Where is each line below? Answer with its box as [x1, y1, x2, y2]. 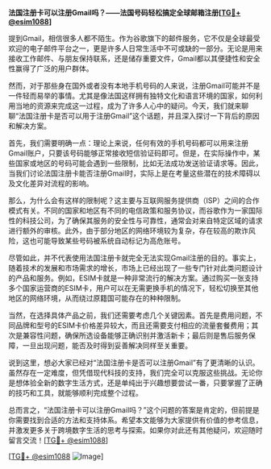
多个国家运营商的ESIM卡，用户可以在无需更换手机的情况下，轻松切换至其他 [8, 284, 259, 293]
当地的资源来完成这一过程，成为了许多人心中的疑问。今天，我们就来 [15, 101, 242, 110]
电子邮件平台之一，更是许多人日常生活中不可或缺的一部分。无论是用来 [29, 44, 263, 53]
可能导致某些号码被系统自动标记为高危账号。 [35, 236, 186, 245]
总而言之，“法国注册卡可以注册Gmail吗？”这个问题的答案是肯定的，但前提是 [8, 405, 260, 414]
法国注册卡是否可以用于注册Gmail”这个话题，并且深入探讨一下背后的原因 [19, 111, 260, 120]
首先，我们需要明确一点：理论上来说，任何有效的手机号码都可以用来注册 [8, 139, 248, 147]
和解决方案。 [8, 121, 51, 131]
